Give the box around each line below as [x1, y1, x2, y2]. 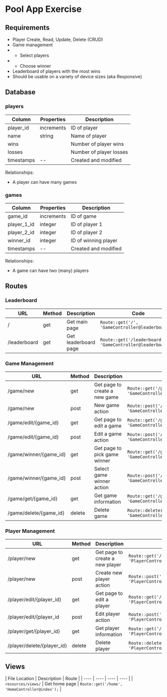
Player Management [5, 527, 55, 534]
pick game [94, 451, 119, 458]
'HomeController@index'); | [5, 686, 62, 692]
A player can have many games [12, 179, 77, 185]
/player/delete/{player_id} [7, 642, 67, 649]
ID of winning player [71, 237, 118, 244]
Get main [66, 318, 88, 325]
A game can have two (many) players [12, 268, 89, 274]
